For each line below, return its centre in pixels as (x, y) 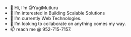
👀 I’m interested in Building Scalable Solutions (57, 13)
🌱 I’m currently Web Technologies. (46, 18)
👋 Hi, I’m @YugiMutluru (34, 8)
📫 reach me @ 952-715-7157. (41, 29)
